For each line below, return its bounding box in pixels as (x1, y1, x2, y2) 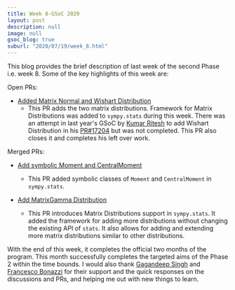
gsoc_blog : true (7, 36, 55, 43)
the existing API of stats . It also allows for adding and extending (27, 224, 214, 232)
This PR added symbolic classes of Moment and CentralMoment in (27, 174, 212, 183)
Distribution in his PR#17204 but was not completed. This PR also (27, 127, 217, 134)
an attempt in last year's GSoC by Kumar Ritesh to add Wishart (27, 119, 209, 127)
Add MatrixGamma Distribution (17, 195, 107, 204)
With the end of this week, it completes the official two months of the (7, 245, 207, 253)
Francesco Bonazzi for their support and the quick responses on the (7, 268, 205, 275)
